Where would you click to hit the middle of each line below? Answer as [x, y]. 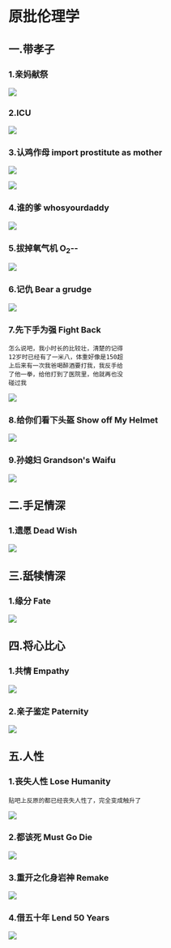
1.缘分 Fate [30, 601]
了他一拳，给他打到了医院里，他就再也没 [66, 374]
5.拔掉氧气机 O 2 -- [43, 249]
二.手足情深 [37, 505]
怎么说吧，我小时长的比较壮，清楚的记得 [66, 348]
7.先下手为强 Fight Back [55, 329]
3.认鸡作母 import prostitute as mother [85, 152]
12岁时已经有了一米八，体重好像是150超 [66, 357]
